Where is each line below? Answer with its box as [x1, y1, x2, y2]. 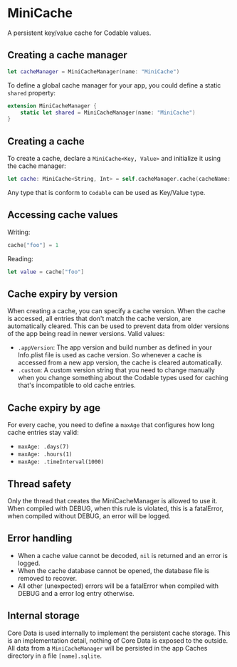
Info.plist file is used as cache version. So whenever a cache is [17, 351, 202, 359]
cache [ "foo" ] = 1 [7, 241, 59, 248]
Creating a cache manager [7, 49, 127, 61]
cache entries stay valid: [7, 429, 80, 437]
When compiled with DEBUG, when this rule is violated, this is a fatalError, [7, 504, 224, 513]
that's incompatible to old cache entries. [17, 381, 137, 389]
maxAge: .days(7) [17, 443, 70, 451]
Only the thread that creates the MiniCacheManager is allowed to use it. [7, 496, 218, 505]
